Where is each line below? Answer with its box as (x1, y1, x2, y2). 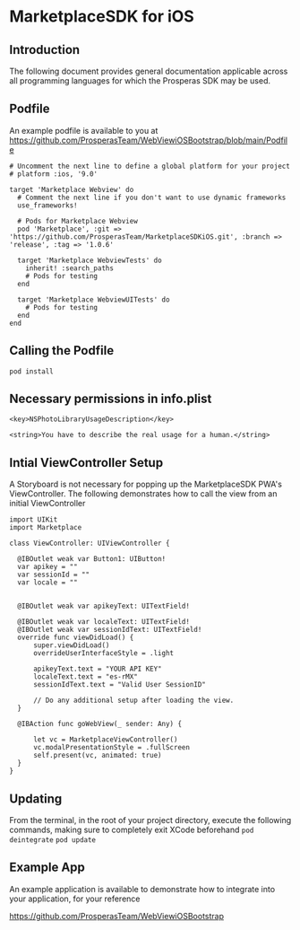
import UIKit (9, 515, 58, 524)
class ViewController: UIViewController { (9, 539, 170, 548)
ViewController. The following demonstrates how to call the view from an (9, 488, 278, 499)
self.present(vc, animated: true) (32, 751, 163, 760)
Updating (9, 791, 63, 806)
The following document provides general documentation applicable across (9, 66, 288, 76)
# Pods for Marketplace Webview (17, 216, 139, 225)
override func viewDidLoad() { (17, 633, 134, 643)
